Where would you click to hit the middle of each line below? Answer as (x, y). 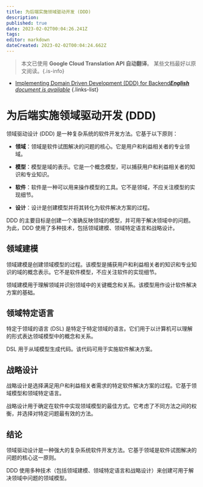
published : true (27, 23)
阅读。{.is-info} (45, 71)
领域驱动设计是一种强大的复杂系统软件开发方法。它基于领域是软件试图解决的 (101, 450)
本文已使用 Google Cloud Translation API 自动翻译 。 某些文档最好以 (106, 63)
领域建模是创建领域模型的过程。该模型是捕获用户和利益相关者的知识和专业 (99, 264)
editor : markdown (28, 40)
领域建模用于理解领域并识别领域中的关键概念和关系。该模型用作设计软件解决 (101, 285)
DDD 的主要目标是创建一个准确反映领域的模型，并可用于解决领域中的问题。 (100, 220)
